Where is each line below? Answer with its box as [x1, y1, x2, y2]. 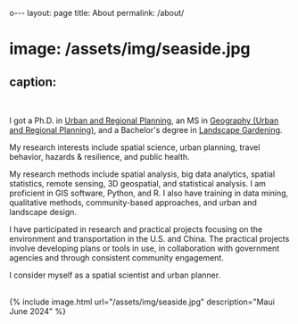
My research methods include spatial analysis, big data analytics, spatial [9, 169, 276, 179]
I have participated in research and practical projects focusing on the [9, 224, 263, 235]
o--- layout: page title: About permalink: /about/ [9, 8, 185, 18]
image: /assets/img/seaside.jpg [9, 39, 251, 59]
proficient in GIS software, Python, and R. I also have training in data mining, [9, 187, 289, 198]
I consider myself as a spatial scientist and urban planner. [9, 270, 221, 280]
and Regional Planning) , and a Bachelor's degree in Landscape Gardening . [9, 125, 283, 135]
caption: [9, 74, 57, 89]
